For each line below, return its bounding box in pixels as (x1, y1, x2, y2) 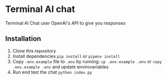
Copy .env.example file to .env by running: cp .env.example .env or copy (12, 58, 162, 64)
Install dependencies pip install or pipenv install (12, 53, 120, 59)
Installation (5, 34, 41, 43)
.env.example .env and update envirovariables (12, 63, 109, 69)
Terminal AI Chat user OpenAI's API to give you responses (5, 20, 126, 26)
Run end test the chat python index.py (12, 69, 92, 75)
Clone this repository (12, 47, 56, 53)
